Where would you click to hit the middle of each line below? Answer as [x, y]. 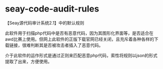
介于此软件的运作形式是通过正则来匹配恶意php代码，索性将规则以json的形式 [81, 55]
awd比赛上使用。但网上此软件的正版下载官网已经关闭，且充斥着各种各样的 [80, 39]
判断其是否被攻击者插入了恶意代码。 [67, 45]
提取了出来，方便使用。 [28, 61]
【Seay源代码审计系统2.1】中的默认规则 [45, 23]
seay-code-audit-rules [52, 9]
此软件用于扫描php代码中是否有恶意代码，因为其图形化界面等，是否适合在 [79, 33]
